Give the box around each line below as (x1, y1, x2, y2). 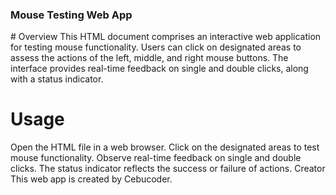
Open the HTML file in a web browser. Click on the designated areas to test (10, 141, 320, 153)
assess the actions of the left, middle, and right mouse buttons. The (10, 52, 289, 64)
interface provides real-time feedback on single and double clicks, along (10, 63, 309, 75)
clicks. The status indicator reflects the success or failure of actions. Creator (10, 163, 326, 175)
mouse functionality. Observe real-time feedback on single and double (10, 152, 302, 164)
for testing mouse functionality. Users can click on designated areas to (10, 41, 302, 53)
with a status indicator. (10, 73, 104, 85)
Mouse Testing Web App (10, 8, 133, 22)
